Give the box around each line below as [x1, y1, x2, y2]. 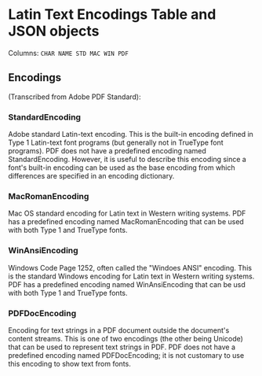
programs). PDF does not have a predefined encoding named [8, 146, 206, 156]
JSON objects [8, 22, 100, 40]
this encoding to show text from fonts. [8, 359, 131, 368]
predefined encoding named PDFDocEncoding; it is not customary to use [8, 350, 245, 359]
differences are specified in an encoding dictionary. [8, 171, 175, 181]
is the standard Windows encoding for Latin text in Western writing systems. [8, 271, 255, 281]
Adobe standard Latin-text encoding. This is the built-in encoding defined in [8, 130, 253, 139]
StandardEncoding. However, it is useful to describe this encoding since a [8, 155, 247, 164]
